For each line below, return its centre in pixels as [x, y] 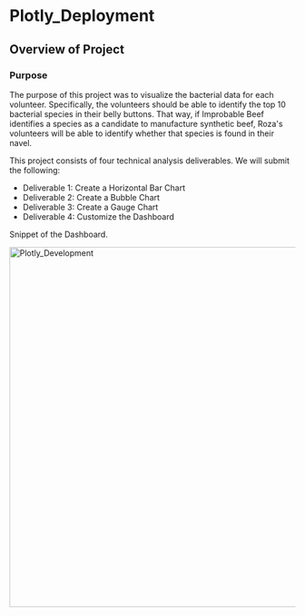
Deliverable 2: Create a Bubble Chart [91, 197]
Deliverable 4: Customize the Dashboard [98, 216]
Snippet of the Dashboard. [59, 234]
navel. [21, 142]
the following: [35, 170]
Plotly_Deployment [82, 16]
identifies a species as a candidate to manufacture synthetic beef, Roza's [146, 123]
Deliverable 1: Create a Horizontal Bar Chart [104, 188]
